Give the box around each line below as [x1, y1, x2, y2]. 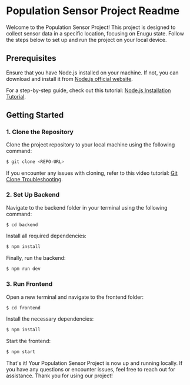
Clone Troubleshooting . [6, 176, 63, 183]
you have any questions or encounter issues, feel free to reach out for [6, 366, 175, 373]
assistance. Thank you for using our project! [6, 372, 113, 379]
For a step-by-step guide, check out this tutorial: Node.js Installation [6, 87, 171, 94]
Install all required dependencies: [6, 232, 87, 240]
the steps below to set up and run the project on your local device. [6, 36, 167, 43]
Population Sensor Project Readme [6, 4, 180, 18]
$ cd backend [6, 221, 38, 228]
